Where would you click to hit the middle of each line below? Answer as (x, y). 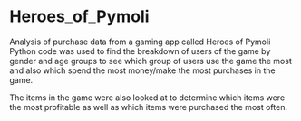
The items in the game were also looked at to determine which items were (147, 98)
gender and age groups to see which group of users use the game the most (150, 60)
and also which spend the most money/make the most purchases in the (142, 70)
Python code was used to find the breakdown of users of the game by (140, 51)
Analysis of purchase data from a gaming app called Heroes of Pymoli (140, 42)
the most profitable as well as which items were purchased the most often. (149, 107)
